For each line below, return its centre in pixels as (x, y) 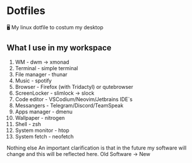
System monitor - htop (42, 130)
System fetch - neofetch (44, 136)
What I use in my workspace (59, 48)
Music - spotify (33, 81)
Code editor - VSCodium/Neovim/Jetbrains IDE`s (74, 99)
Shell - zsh (28, 124)
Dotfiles (26, 11)
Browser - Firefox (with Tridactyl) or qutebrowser (74, 86)
